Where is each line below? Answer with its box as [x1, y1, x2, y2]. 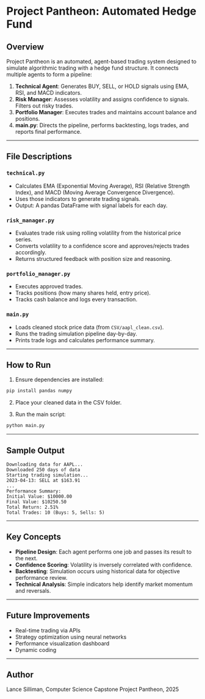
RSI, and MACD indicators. [15, 89, 82, 96]
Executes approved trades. [15, 283, 84, 290]
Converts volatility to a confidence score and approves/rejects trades [15, 242, 190, 249]
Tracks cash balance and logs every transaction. [15, 296, 138, 303]
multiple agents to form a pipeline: [6, 71, 93, 78]
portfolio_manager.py [6, 270, 71, 277]
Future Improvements [6, 610, 90, 621]
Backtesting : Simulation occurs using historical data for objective [15, 567, 180, 575]
